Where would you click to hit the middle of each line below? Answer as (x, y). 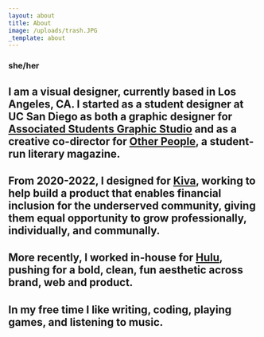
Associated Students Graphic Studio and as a (122, 129)
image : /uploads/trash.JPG (53, 30)
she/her (24, 66)
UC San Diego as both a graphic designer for (120, 116)
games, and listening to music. (86, 322)
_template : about (37, 38)
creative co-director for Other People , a (108, 141)
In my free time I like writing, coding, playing (120, 310)
